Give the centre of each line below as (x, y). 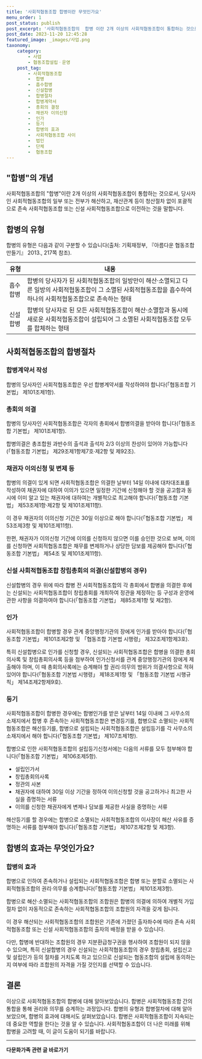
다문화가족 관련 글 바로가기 (37, 1049)
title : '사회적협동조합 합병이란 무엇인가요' (54, 12)
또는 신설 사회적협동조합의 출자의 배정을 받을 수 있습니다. (99, 929)
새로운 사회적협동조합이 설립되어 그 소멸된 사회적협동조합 (103, 319)
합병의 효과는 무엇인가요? (50, 848)
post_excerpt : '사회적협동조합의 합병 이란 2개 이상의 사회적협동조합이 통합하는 (95, 29)
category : (29, 51)
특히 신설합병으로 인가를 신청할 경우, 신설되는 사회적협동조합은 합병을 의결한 (95, 652)
